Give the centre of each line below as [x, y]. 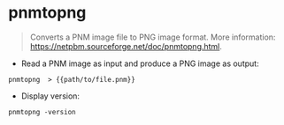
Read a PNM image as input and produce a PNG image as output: [140, 63]
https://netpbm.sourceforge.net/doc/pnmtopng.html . [126, 46]
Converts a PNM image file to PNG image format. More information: [153, 37]
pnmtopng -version [42, 112]
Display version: [50, 96]
